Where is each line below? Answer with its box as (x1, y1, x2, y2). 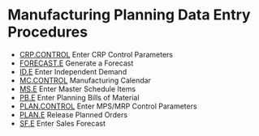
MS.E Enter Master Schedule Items (19, 83, 136, 94)
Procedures (7, 23, 88, 41)
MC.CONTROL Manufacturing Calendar (19, 75, 152, 85)
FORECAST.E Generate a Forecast (19, 58, 134, 68)
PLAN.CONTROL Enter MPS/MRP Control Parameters (19, 101, 197, 111)
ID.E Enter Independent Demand (19, 66, 127, 76)
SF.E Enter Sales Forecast (19, 118, 106, 128)
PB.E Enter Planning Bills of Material (19, 92, 140, 102)
